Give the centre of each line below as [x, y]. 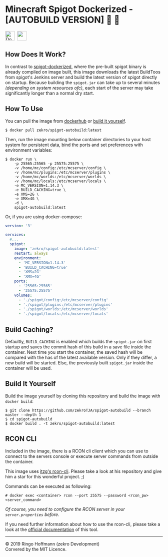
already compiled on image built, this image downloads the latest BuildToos [83, 72]
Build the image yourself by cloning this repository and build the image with [83, 396]
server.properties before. [32, 514]
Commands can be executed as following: [48, 486]
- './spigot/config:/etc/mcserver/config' [63, 300]
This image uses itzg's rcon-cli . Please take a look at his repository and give [83, 471]
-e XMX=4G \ [26, 199]
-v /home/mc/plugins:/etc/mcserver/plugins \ [62, 172]
